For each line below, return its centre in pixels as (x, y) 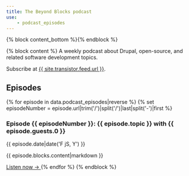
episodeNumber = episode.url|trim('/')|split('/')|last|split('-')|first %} (89, 108)
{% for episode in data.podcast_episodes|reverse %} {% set (80, 102)
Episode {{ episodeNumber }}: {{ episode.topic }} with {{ (90, 124)
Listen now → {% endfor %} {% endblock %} (61, 167)
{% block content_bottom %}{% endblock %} (62, 40)
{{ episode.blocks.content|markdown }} (55, 156)
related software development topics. (52, 58)
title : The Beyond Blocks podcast (49, 12)
